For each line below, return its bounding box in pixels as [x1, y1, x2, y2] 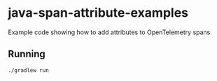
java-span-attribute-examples [8, 5, 188, 21]
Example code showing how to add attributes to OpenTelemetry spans [8, 28, 211, 36]
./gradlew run [8, 66, 50, 74]
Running [8, 48, 46, 60]
